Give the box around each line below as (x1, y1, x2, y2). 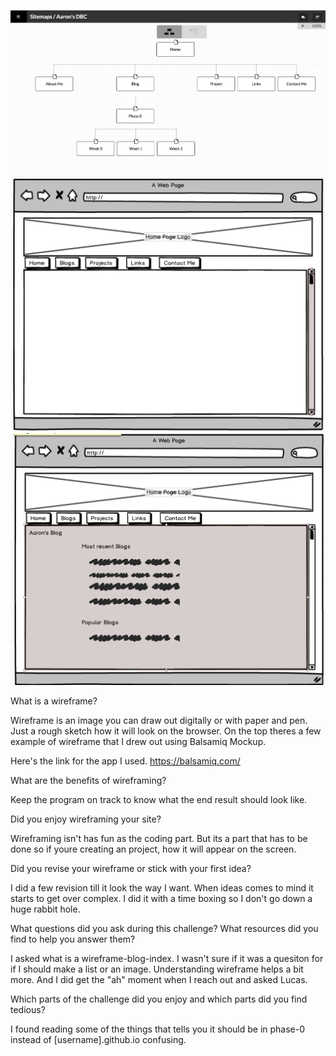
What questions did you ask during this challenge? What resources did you (10, 922, 319, 934)
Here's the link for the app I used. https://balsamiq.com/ (10, 755, 241, 767)
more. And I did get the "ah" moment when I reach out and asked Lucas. (10, 973, 308, 985)
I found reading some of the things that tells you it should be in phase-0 (10, 1023, 306, 1035)
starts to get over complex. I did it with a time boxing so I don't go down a (10, 892, 313, 904)
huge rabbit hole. (10, 903, 81, 915)
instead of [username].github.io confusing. (10, 1033, 187, 1045)
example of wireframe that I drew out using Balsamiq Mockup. (10, 735, 267, 747)
